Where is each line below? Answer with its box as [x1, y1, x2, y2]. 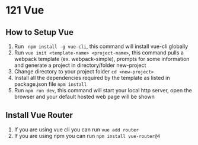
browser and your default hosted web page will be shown [14, 93, 155, 100]
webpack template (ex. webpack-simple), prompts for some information [14, 56, 190, 62]
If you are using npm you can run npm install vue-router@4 [14, 132, 161, 139]
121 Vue [5, 4, 44, 17]
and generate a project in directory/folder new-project [14, 62, 146, 69]
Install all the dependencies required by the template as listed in [14, 75, 170, 81]
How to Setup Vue [5, 27, 74, 37]
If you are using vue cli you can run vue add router [14, 125, 139, 133]
